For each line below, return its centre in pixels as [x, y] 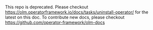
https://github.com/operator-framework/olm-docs [55, 22]
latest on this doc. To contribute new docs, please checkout [65, 17]
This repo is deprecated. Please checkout [47, 7]
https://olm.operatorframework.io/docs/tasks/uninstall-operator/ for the [77, 12]
